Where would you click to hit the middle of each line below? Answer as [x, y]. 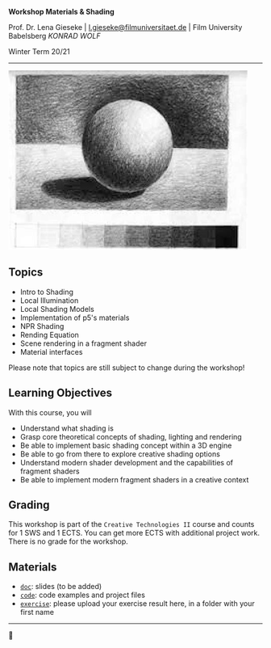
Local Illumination [49, 300]
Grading [29, 505]
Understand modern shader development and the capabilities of [127, 462]
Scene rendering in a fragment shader [83, 343]
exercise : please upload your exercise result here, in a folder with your [138, 604]
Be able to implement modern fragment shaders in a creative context [134, 479]
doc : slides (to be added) [61, 587]
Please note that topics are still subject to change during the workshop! [127, 368]
